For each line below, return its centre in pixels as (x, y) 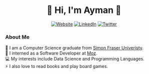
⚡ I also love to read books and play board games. (57, 66)
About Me (17, 37)
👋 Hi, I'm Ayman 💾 (84, 10)
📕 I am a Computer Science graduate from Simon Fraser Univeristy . (74, 48)
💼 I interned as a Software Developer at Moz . (51, 53)
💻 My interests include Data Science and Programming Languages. (75, 59)
